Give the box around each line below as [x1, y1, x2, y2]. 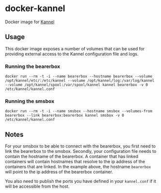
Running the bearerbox [5, 63, 60, 70]
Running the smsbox [5, 98, 55, 104]
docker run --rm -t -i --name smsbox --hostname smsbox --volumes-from [5, 109, 152, 114]
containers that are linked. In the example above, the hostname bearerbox [5, 164, 151, 170]
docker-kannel [5, 3, 65, 14]
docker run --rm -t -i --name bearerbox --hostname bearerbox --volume [5, 74, 152, 79]
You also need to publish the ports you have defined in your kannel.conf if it [5, 178, 156, 184]
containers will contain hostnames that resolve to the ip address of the [5, 159, 145, 164]
